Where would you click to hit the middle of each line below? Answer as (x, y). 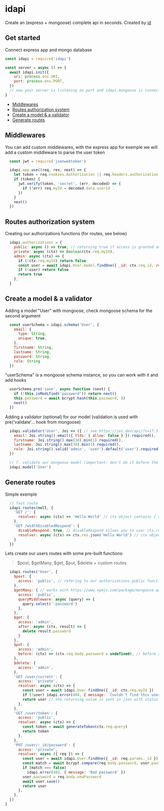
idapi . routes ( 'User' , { (33, 572)
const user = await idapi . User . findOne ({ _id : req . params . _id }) (91, 759)
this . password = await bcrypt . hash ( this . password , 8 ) (70, 398)
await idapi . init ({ (29, 72)
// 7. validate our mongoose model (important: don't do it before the (84, 463)
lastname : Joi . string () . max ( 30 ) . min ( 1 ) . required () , (67, 445)
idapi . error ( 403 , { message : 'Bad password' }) (76, 772)
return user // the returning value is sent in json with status (91, 699)
